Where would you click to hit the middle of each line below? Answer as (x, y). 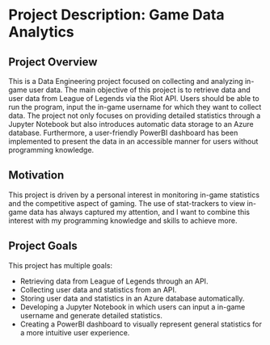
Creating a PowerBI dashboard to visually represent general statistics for (141, 324)
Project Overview (53, 62)
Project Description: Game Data (116, 15)
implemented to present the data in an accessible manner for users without (133, 141)
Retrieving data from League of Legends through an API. (114, 281)
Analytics (41, 32)
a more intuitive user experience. (75, 332)
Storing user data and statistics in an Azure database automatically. (132, 298)
